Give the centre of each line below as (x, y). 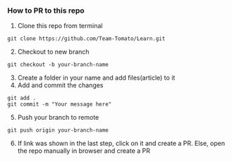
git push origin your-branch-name (58, 130)
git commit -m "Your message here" (60, 104)
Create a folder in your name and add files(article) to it (96, 78)
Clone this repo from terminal (60, 26)
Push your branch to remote (58, 118)
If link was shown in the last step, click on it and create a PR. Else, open (121, 144)
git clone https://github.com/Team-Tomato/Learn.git (86, 39)
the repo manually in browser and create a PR (84, 151)
